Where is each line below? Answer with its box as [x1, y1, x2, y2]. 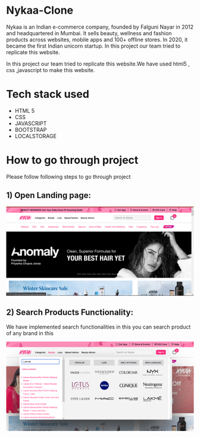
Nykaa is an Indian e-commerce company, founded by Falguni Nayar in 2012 [6, 23, 194, 30]
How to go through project [6, 153, 139, 167]
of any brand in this [6, 329, 54, 337]
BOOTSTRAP [14, 126, 47, 133]
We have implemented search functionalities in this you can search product [6, 323, 191, 330]
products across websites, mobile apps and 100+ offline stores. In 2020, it [6, 36, 188, 43]
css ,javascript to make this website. [6, 66, 95, 73]
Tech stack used [6, 88, 89, 101]
